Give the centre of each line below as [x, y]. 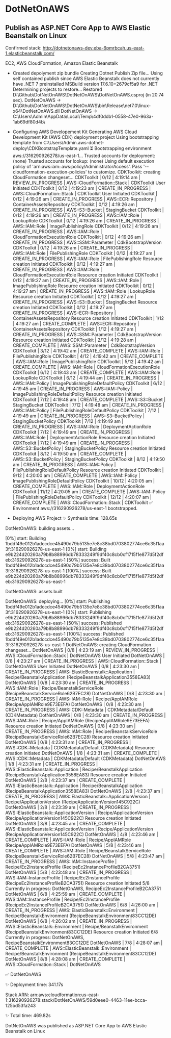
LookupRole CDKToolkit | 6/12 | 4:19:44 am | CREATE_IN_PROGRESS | [86, 378]
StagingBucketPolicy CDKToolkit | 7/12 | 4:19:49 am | [68, 421]
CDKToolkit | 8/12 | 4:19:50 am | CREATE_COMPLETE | [69, 454]
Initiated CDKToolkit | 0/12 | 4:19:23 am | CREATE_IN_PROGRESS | [82, 188]
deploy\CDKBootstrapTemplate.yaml [51, 148]
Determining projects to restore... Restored [58, 89]
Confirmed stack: [23, 48]
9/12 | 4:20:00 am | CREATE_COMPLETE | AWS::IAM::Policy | [76, 475]
